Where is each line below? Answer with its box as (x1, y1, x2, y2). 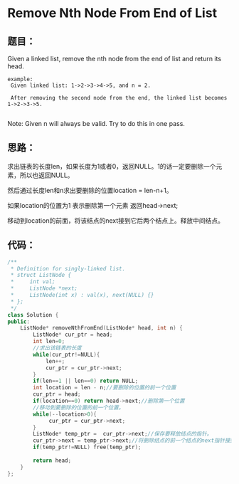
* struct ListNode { (10, 272, 72, 279)
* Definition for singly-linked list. (10, 265, 126, 272)
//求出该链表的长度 (33, 344, 82, 352)
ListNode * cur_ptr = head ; (33, 331, 113, 339)
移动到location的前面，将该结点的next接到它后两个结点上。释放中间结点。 (7, 216, 225, 225)
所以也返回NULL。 (19, 171, 74, 179)
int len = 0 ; (33, 338, 65, 345)
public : (7, 318, 31, 325)
